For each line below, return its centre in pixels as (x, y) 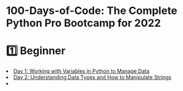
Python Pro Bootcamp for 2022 (84, 23)
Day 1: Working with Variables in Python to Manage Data (82, 71)
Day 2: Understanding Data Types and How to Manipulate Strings (93, 78)
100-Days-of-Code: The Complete (92, 11)
